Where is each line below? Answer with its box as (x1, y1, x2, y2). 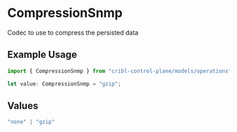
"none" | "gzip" (7, 119, 55, 126)
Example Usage (7, 49, 78, 61)
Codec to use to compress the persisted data (7, 28, 139, 37)
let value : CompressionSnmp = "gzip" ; (7, 80, 121, 88)
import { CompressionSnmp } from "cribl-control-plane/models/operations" (7, 67, 232, 75)
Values (7, 100, 39, 112)
